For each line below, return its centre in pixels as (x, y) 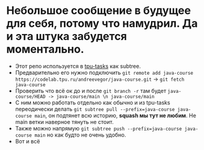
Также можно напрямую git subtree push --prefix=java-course (98, 128)
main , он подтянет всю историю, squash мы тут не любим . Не (115, 115)
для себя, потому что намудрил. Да (102, 23)
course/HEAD (30, 97)
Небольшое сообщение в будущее (99, 11)
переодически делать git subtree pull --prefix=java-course (95, 109)
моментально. (45, 49)
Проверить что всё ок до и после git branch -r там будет (90, 90)
